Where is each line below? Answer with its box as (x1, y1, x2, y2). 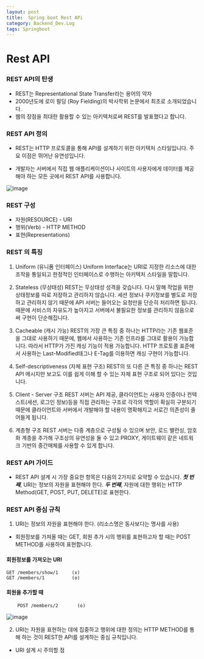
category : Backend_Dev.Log (6, 20, 75, 26)
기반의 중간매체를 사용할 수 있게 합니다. (21, 442, 114, 449)
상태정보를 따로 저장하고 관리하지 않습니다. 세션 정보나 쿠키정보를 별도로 (15, 291, 186, 298)
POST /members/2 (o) (17, 602, 86, 608)
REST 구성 (6, 201, 36, 209)
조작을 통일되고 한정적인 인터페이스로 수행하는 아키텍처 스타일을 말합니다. (15, 270, 190, 277)
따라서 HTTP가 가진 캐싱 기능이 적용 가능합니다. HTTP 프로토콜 (28, 342, 178, 349)
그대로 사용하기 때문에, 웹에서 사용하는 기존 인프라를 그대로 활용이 (21, 334, 178, 341)
